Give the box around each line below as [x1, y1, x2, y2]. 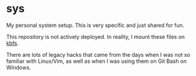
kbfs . [6, 39, 19, 47]
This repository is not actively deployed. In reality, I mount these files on [6, 33, 185, 40]
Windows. [6, 63, 31, 71]
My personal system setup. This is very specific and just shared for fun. [6, 22, 185, 29]
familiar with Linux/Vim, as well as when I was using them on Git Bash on [6, 57, 187, 65]
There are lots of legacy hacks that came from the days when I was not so [6, 51, 191, 58]
